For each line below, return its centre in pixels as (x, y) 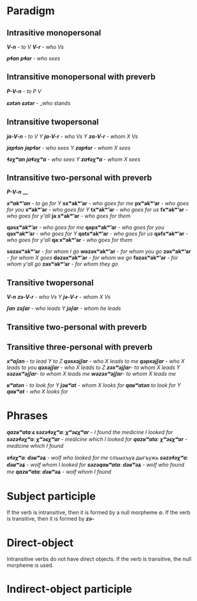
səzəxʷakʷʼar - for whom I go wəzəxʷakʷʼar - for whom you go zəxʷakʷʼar (99, 251)
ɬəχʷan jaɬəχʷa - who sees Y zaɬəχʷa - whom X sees (74, 159)
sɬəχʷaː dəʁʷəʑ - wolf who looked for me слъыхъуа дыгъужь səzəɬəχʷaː (98, 458)
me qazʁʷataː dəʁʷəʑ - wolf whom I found (59, 472)
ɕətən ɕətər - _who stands (39, 103)
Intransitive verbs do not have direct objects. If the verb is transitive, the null (99, 559)
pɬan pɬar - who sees (34, 58)
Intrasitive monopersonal (54, 33)
